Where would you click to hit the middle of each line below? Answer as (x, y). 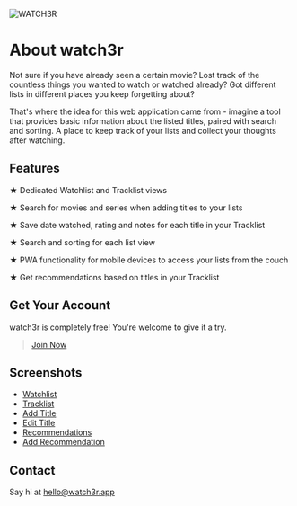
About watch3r (66, 50)
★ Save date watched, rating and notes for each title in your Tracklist (137, 225)
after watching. (37, 140)
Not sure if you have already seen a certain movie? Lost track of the (135, 75)
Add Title (39, 413)
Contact (32, 470)
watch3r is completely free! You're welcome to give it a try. (118, 327)
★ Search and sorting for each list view (82, 242)
